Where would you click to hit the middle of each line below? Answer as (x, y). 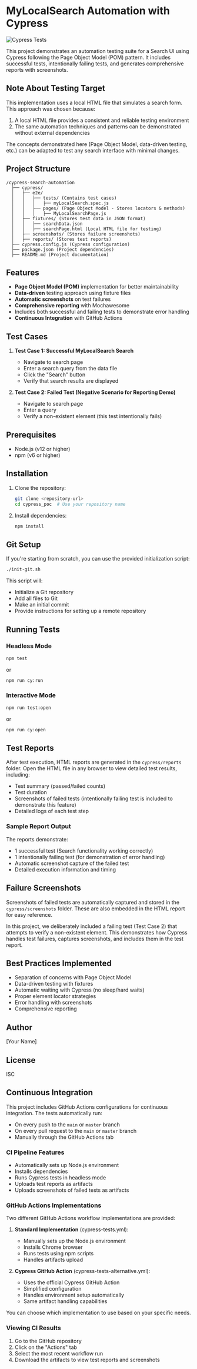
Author (19, 1027)
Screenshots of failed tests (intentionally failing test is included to (94, 798)
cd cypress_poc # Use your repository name (70, 504)
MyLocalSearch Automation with (88, 11)
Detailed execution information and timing (65, 869)
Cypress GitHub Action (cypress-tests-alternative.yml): (82, 1271)
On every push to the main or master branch (67, 1124)
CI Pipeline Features (35, 1152)
